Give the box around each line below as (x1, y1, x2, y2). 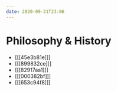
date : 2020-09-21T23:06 (6, 8, 65, 15)
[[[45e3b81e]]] (14, 54, 51, 61)
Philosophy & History (6, 34, 112, 47)
